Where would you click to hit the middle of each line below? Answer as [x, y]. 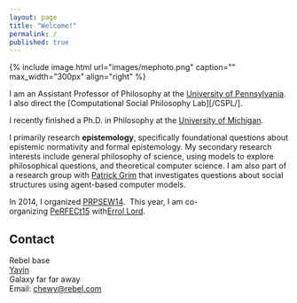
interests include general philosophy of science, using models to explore [142, 157]
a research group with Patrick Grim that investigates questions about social [146, 175]
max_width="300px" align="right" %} [78, 77]
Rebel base [30, 260]
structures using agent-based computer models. [98, 185]
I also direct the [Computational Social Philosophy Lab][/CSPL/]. [126, 104]
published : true [39, 42]
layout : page [33, 17]
